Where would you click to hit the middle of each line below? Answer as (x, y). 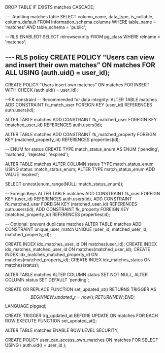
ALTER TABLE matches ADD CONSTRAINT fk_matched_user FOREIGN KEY (81, 119)
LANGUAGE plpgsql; (26, 306)
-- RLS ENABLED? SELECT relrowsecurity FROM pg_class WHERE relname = (83, 37)
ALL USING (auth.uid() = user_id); (57, 73)
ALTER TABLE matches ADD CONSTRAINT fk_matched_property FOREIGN (81, 134)
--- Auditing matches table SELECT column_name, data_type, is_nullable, (79, 17)
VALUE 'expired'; (22, 174)
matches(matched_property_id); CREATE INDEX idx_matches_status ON (78, 260)
